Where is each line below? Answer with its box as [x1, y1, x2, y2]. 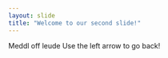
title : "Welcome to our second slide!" [8, 19, 142, 27]
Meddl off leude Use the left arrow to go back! [8, 41, 161, 50]
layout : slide [8, 11, 56, 20]
